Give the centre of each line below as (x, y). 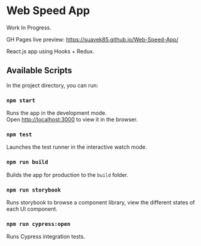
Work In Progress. (29, 28)
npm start (21, 100)
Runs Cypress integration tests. (46, 237)
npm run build (27, 162)
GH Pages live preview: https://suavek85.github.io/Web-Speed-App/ (93, 39)
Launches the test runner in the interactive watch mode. (77, 147)
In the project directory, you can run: (52, 85)
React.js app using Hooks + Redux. (50, 51)
